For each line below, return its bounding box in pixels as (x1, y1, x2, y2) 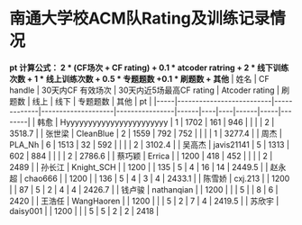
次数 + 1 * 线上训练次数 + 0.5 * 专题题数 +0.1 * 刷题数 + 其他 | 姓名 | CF (9, 73, 270, 84)
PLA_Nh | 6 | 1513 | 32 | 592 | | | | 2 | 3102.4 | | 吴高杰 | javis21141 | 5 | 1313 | (9, 139, 290, 149)
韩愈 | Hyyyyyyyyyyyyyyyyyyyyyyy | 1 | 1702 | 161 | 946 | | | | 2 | (37, 116, 275, 127)
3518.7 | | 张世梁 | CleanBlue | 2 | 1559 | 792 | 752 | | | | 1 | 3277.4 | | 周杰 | (9, 128, 282, 139)
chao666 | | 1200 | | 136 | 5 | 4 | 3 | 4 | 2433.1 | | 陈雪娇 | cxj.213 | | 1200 (23, 173, 290, 184)
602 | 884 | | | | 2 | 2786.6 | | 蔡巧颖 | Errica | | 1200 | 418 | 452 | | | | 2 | (9, 150, 273, 161)
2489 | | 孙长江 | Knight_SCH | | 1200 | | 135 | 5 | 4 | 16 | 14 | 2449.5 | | (9, 161, 269, 172)
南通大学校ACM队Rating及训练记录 (9, 8, 270, 29)
